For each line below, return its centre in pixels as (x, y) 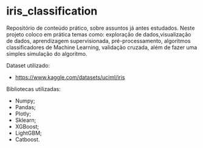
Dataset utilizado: (28, 66)
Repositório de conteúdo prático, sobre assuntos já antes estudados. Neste (101, 28)
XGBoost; (27, 126)
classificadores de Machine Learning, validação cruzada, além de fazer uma (102, 47)
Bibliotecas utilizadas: (33, 89)
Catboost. (27, 139)
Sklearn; (26, 120)
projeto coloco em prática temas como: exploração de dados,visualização (99, 34)
